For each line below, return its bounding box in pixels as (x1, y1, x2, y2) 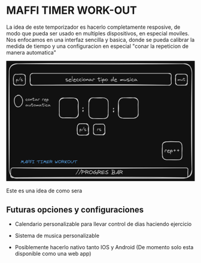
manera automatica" (6, 49, 57, 56)
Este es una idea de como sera (6, 187, 83, 195)
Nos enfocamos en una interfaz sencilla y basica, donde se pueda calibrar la (6, 36, 195, 43)
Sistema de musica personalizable (14, 232, 100, 240)
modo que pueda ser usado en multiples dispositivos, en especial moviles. (6, 29, 190, 37)
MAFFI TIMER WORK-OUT (6, 4, 138, 17)
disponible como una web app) (14, 250, 92, 258)
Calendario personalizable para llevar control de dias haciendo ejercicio (14, 220, 192, 228)
